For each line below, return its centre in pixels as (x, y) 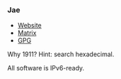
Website (30, 26)
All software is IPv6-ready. (46, 68)
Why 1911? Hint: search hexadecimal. (61, 54)
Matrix (27, 33)
